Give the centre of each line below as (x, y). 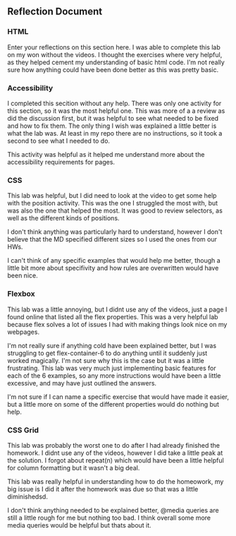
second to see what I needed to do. (59, 141)
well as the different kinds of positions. (63, 218)
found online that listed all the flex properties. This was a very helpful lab (113, 316)
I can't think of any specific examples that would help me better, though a (114, 261)
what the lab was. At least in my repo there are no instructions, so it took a (115, 133)
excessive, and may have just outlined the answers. (82, 383)
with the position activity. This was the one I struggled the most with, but (113, 203)
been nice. (23, 275)
